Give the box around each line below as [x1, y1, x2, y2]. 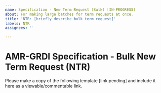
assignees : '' [5, 26, 35, 31]
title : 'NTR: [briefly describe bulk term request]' [5, 16, 116, 21]
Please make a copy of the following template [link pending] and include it [5, 78, 156, 84]
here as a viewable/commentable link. [5, 83, 82, 89]
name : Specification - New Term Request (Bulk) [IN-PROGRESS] [5, 7, 136, 12]
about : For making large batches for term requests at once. [5, 12, 134, 17]
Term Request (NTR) [5, 62, 90, 73]
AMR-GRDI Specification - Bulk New [5, 51, 156, 62]
